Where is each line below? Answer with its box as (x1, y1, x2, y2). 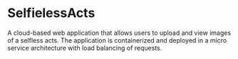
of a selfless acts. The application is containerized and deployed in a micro (7, 36, 227, 44)
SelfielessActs (7, 5, 95, 21)
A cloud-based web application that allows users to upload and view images (7, 28, 232, 37)
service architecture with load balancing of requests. (7, 43, 162, 52)
